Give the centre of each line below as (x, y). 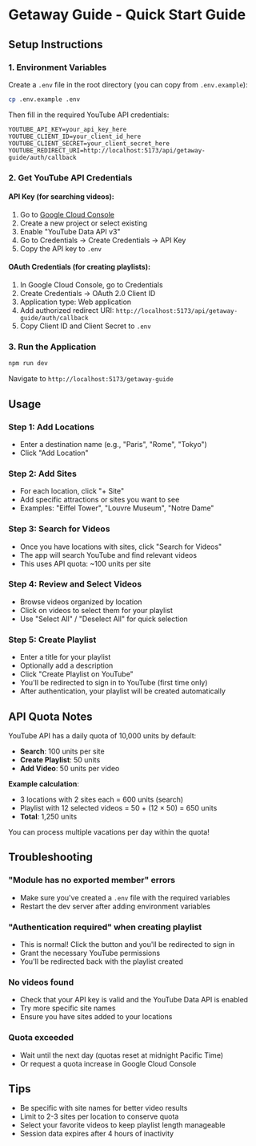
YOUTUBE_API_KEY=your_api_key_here (68, 129)
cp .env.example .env (44, 99)
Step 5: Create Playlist (52, 640)
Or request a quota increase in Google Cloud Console (108, 1063)
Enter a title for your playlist (65, 657)
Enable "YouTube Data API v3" (70, 231)
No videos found (41, 982)
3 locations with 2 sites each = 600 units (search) (102, 799)
